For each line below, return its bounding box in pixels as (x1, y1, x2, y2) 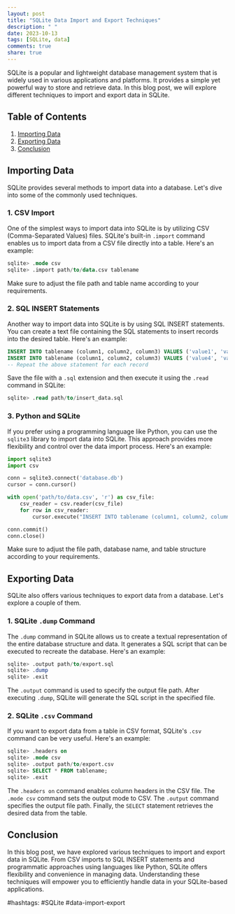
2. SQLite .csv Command (7, 711, 93, 721)
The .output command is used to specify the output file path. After (7, 686, 199, 694)
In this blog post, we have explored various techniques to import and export (7, 848, 225, 856)
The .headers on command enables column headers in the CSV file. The (7, 786, 215, 794)
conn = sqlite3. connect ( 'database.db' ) (7, 475, 124, 482)
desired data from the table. (7, 808, 87, 817)
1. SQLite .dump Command (7, 616, 96, 626)
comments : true (7, 43, 52, 50)
